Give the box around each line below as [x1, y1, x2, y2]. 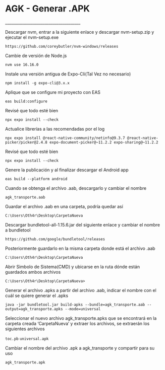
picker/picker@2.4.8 [5, 140, 48, 145]
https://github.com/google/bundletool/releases [5, 236, 106, 241]
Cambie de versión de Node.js [5, 53, 67, 59]
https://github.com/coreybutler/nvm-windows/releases [5, 44, 119, 49]
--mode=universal [65, 306, 101, 311]
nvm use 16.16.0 [5, 62, 39, 67]
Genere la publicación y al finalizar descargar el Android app [5, 167, 129, 173]
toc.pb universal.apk [5, 336, 49, 341]
